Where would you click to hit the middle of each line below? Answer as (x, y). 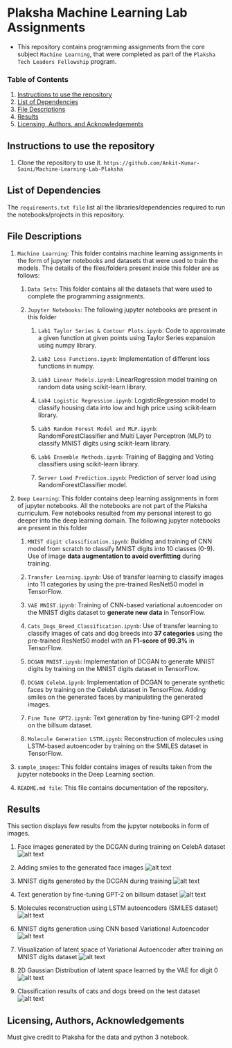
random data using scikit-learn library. (92, 387)
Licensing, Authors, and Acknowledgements (80, 124)
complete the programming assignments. (86, 296)
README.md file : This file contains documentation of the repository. (113, 787)
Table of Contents (38, 79)
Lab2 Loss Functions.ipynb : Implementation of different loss (124, 358)
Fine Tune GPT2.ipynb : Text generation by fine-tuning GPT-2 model (123, 718)
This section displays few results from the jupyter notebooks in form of (108, 826)
